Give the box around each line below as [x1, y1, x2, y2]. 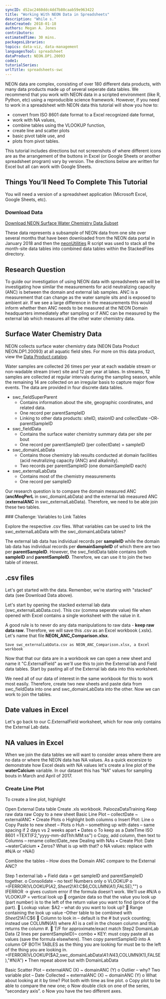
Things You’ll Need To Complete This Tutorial [5, 178, 148, 186]
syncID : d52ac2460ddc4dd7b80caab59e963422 [5, 7, 94, 12]
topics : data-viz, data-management [5, 44, 79, 49]
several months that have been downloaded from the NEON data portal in [5, 235, 155, 241]
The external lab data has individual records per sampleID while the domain [5, 538, 160, 544]
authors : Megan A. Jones [5, 26, 56, 31]
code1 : [5, 58, 19, 63]
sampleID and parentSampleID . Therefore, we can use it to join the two [5, 554, 152, 560]
